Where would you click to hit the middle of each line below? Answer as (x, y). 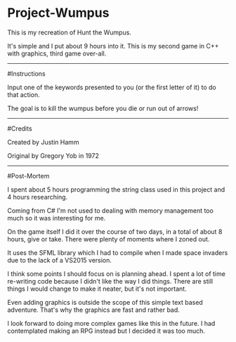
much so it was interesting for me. (57, 218)
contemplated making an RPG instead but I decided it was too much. (106, 331)
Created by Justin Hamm (43, 142)
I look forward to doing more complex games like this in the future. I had (111, 323)
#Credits (20, 129)
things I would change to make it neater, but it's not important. (97, 289)
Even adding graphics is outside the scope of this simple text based (105, 302)
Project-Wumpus (58, 13)
